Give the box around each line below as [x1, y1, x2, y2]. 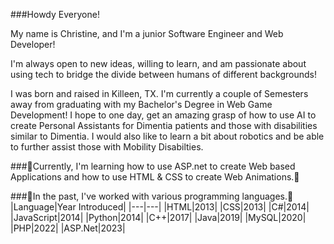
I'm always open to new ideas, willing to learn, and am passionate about [10, 58, 307, 69]
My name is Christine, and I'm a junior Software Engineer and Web [10, 28, 284, 39]
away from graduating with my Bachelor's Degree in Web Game [10, 99, 273, 110]
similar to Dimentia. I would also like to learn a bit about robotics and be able [10, 130, 325, 142]
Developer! [10, 39, 56, 50]
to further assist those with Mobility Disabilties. [10, 141, 204, 153]
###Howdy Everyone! [10, 9, 100, 20]
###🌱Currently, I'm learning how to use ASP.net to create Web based [10, 160, 296, 172]
